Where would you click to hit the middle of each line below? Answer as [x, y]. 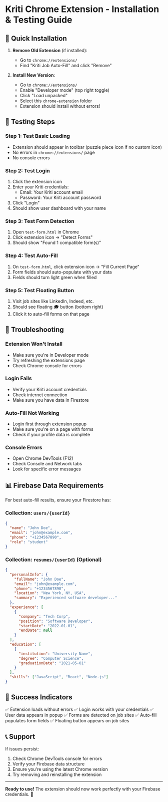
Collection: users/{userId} [38, 513]
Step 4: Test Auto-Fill [32, 255]
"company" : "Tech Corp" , [44, 616]
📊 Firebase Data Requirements [54, 485]
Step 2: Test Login [27, 170]
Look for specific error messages [47, 469]
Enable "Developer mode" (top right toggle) [64, 90]
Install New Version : [34, 75]
